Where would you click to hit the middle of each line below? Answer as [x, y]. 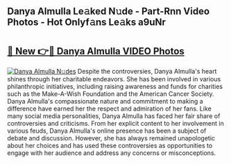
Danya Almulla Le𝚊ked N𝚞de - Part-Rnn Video [109, 11]
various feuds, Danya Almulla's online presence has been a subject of [107, 131]
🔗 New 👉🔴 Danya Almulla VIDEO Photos [96, 51]
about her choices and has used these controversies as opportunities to [110, 146]
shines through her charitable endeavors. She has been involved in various [114, 79]
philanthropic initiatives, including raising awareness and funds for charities [115, 87]
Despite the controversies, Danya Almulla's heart [147, 71]
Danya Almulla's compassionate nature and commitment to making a [105, 101]
